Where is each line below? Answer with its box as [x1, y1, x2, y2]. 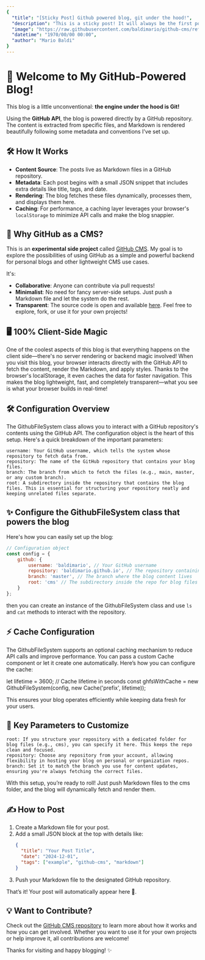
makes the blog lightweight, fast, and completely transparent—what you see [6, 378, 198, 386]
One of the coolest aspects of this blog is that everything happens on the [6, 346, 190, 353]
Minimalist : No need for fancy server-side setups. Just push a [15, 289, 172, 296]
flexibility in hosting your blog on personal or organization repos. [6, 758, 190, 764]
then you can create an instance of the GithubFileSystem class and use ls [6, 601, 192, 609]
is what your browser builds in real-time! [6, 385, 108, 392]
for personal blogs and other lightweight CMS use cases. [6, 258, 149, 265]
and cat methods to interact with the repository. [6, 608, 126, 615]
